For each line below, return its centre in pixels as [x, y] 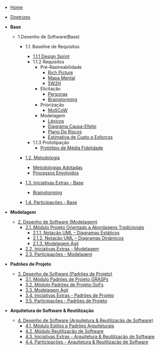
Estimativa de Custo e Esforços [80, 137]
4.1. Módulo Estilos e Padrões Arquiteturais [70, 326]
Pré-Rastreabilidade [61, 67]
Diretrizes [20, 17]
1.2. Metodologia [42, 158]
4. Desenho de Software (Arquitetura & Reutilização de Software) [85, 320]
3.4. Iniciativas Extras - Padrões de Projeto [70, 295]
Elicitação [50, 89]
